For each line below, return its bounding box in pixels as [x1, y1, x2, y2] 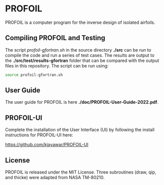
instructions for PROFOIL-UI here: [5, 132, 73, 138]
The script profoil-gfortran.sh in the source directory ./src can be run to [5, 47, 152, 53]
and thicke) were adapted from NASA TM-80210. [5, 175, 105, 181]
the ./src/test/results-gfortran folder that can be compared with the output [5, 58, 160, 63]
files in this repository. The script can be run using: [5, 62, 109, 68]
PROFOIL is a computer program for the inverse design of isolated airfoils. [5, 19, 156, 25]
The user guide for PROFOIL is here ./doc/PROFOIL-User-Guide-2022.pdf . [5, 99, 159, 105]
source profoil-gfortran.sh [5, 72, 63, 77]
